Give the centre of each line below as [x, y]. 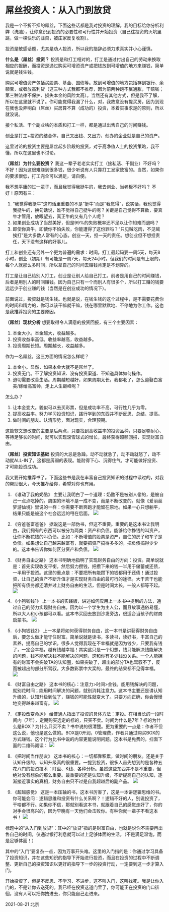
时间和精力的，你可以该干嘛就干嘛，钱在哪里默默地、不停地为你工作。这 [84, 305]
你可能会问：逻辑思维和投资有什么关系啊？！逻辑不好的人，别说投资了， [87, 798]
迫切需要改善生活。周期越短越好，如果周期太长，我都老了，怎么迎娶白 [85, 379]
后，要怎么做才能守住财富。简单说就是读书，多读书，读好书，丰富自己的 [87, 637]
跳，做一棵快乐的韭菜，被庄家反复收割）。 [48, 38]
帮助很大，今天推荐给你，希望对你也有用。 [54, 483]
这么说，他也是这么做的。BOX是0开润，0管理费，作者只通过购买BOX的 [86, 732]
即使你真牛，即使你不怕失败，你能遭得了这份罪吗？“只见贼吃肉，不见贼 [86, 229]
